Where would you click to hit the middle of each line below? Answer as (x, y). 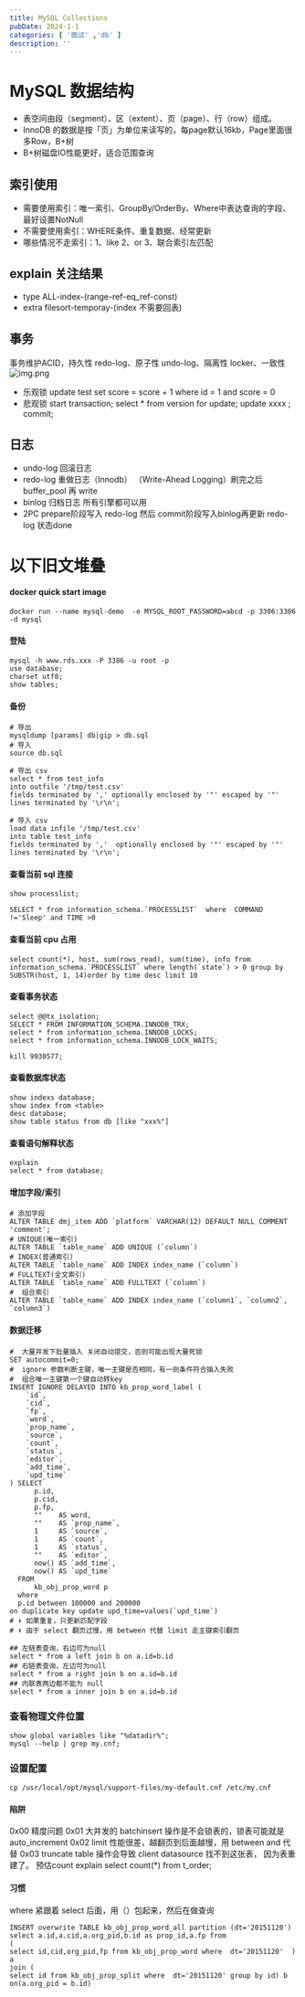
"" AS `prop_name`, (77, 1523)
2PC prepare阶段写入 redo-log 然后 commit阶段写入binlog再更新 (144, 514)
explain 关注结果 (56, 274)
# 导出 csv (29, 771)
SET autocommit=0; (44, 1360)
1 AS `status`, (70, 1547)
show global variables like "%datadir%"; (89, 1736)
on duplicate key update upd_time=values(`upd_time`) (114, 1611)
